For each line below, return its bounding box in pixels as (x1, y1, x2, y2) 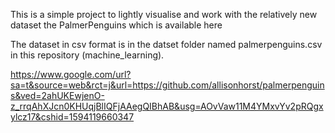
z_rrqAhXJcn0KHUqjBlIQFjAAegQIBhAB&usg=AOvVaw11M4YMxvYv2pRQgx (10, 100, 324, 112)
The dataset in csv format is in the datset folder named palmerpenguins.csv (10, 39, 323, 50)
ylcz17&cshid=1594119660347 (10, 111, 135, 123)
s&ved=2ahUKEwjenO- (10, 90, 105, 101)
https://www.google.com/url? (10, 69, 132, 80)
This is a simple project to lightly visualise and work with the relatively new (10, 9, 318, 20)
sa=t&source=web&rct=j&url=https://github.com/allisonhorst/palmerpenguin (10, 79, 325, 91)
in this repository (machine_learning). (10, 49, 165, 61)
